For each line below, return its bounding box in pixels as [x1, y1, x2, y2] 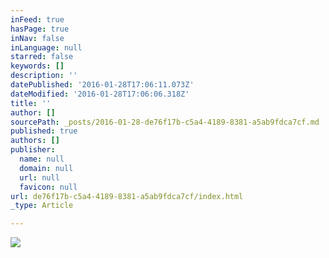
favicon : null [19, 182, 78, 192]
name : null [19, 154, 65, 164]
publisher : [10, 145, 56, 155]
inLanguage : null [10, 42, 83, 53]
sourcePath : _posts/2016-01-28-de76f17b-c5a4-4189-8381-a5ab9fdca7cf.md [10, 117, 320, 127]
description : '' [10, 71, 78, 81]
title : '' [10, 98, 52, 108]
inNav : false [10, 33, 65, 43]
